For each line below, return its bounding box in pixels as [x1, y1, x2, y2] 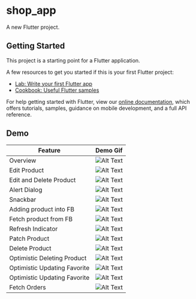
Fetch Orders [9, 283, 46, 291]
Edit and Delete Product [9, 175, 76, 184]
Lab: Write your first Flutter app [14, 80, 93, 87]
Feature [38, 146, 61, 154]
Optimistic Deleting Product [9, 253, 87, 262]
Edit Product [9, 166, 44, 174]
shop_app [6, 4, 56, 17]
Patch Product [9, 234, 50, 243]
